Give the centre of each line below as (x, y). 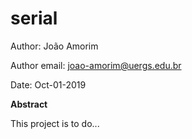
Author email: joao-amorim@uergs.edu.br (96, 65)
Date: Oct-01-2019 (48, 84)
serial (34, 18)
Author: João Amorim (54, 46)
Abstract (29, 104)
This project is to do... (55, 123)
